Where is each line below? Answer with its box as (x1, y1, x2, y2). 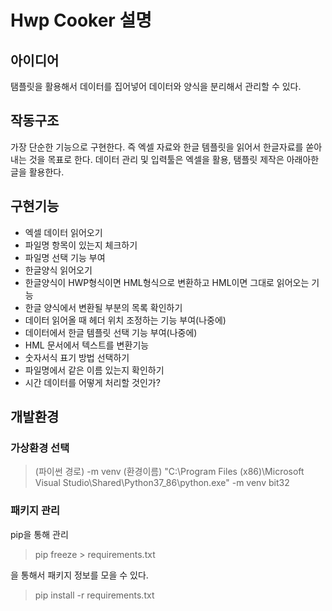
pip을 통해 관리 (10, 528, 69, 540)
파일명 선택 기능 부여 (24, 251, 106, 263)
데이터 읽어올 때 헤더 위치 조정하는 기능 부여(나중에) (24, 314, 227, 326)
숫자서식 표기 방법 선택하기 (24, 351, 130, 363)
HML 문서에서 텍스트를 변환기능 (24, 339, 150, 351)
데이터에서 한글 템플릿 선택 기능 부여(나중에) (24, 326, 198, 338)
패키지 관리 (10, 504, 61, 518)
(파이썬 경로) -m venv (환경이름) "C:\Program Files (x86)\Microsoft (34, 466, 305, 478)
